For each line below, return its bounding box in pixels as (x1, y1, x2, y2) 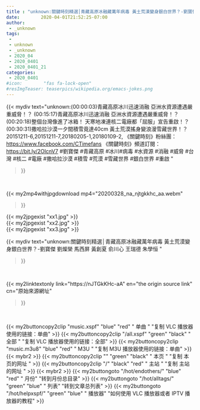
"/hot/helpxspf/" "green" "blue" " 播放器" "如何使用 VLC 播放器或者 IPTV (6, 390, 184, 397)
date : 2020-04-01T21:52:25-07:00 (6, 14, 108, 20)
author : (6, 20, 26, 26)
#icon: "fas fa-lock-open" (6, 81, 92, 87)
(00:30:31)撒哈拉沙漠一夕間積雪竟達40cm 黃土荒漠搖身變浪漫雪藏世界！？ (6, 125, 188, 133)
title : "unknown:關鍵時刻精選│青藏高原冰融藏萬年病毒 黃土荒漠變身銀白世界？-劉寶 (6, 8, 192, 15)
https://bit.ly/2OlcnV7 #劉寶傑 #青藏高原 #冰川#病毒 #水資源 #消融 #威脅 (6, 147, 185, 154)
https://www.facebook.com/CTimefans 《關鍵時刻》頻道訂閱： (6, 140, 161, 147)
